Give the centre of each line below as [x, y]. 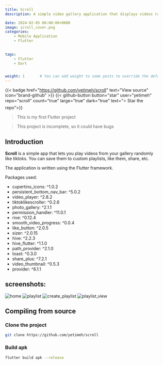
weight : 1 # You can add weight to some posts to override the [77, 76]
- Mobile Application [35, 36]
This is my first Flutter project [46, 117]
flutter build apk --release [34, 357]
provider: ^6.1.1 [26, 269]
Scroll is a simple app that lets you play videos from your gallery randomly [79, 153]
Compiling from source [41, 311]
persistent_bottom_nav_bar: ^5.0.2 [46, 191]
